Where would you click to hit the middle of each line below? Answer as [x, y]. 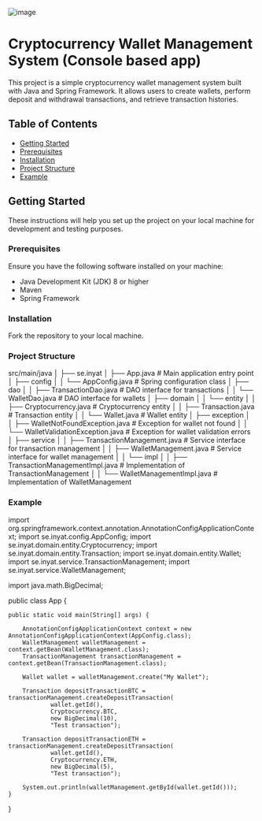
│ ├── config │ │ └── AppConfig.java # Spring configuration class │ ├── [129, 381]
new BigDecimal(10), [84, 718]
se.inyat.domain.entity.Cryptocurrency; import [83, 544]
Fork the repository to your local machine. [76, 336]
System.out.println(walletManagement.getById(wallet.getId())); [130, 787]
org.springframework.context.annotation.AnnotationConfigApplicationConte [131, 528]
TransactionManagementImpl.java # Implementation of [97, 466]
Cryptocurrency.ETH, [84, 760]
